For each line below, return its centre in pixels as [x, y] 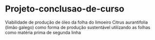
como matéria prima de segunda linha [43, 32]
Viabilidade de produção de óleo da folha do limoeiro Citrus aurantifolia [77, 22]
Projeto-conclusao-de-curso [65, 9]
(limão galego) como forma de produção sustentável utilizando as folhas [78, 27]
